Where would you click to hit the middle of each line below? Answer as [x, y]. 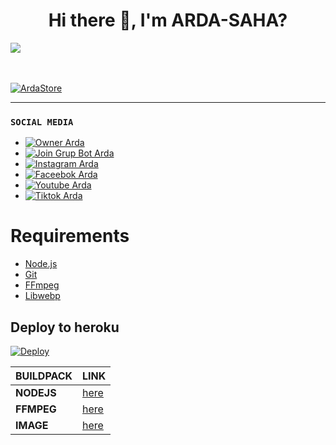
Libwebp [42, 296]
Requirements [70, 236]
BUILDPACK [44, 376]
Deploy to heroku [65, 327]
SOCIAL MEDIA [42, 122]
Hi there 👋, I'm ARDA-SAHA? [168, 20]
